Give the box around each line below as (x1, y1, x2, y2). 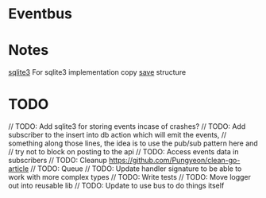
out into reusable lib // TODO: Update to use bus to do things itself (8, 181, 225, 191)
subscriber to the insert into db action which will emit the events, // (8, 130, 227, 140)
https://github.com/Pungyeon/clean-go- (108, 156, 241, 165)
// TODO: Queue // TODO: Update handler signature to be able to (30, 164, 242, 173)
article (8, 164, 29, 173)
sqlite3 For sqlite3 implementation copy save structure (8, 68, 187, 77)
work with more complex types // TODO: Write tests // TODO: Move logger (8, 173, 252, 182)
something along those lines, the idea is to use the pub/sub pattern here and (8, 138, 258, 148)
